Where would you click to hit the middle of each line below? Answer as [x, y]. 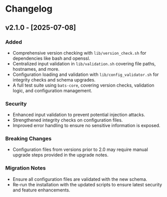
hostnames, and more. [36, 69]
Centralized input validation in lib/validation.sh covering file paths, [84, 63]
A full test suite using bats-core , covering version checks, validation [83, 85]
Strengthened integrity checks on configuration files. [68, 120]
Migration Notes [26, 168]
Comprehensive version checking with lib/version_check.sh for [79, 53]
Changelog [29, 9]
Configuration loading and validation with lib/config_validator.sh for [86, 74]
